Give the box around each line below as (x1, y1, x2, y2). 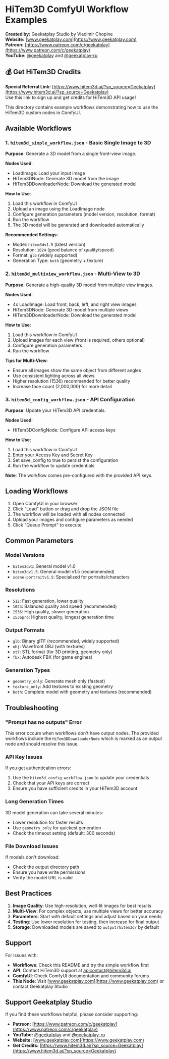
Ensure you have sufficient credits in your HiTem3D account (12, 785, 138, 791)
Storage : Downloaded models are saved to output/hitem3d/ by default (12, 924, 159, 930)
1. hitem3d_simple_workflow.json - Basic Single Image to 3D (5, 139, 151, 146)
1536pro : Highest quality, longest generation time (12, 614, 115, 620)
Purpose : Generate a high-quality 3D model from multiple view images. (5, 282, 154, 288)
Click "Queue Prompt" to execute (12, 521, 82, 528)
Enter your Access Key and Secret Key (12, 452, 93, 458)
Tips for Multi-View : (5, 357, 48, 363)
